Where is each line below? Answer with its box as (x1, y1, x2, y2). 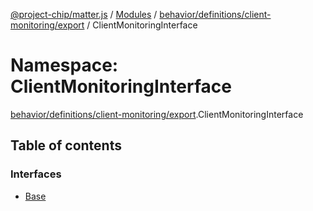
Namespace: (10, 54, 119, 77)
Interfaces (10, 167, 62, 181)
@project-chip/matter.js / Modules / (10, 9, 158, 20)
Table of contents (10, 137, 122, 154)
